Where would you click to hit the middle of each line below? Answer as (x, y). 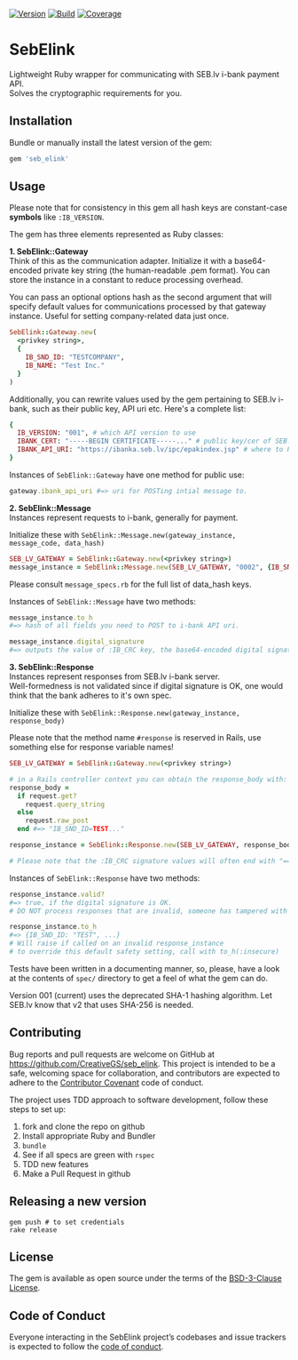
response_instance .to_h (53, 927)
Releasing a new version (78, 1201)
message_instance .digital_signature (77, 642)
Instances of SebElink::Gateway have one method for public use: (127, 475)
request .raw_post (57, 821)
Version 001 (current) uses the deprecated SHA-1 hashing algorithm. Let (141, 995)
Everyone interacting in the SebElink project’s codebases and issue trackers (148, 1337)
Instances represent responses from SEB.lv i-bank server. (114, 676)
